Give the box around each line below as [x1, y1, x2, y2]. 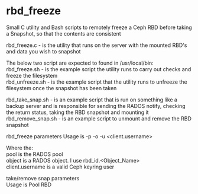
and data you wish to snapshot [6, 47, 81, 55]
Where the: [6, 144, 34, 151]
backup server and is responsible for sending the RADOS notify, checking [6, 102, 186, 109]
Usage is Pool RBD [6, 181, 52, 188]
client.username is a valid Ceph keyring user [6, 163, 115, 170]
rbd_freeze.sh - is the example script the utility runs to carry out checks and [6, 65, 191, 72]
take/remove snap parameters [6, 174, 80, 182]
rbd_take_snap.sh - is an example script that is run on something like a [6, 96, 177, 103]
